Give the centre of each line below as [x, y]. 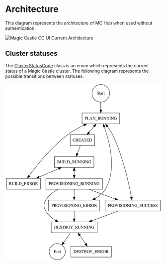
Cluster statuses [32, 54]
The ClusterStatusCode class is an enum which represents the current [77, 65]
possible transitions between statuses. [44, 76]
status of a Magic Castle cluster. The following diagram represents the [77, 71]
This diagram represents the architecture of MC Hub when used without [79, 23]
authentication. [21, 28]
